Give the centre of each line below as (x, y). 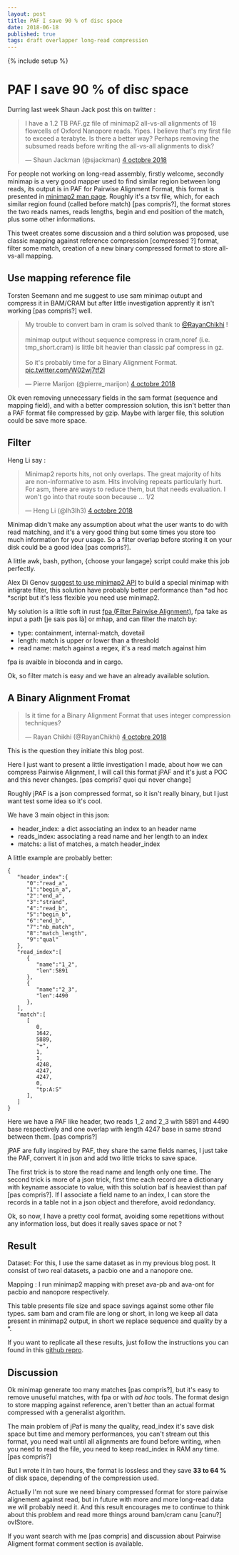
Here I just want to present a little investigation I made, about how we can (115, 764)
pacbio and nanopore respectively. (59, 1292)
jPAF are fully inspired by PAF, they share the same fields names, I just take (118, 1150)
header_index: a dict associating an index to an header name (107, 828)
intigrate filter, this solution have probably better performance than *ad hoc (118, 590)
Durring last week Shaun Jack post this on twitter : (81, 110)
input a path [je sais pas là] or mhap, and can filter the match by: (102, 619)
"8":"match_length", (57, 933)
